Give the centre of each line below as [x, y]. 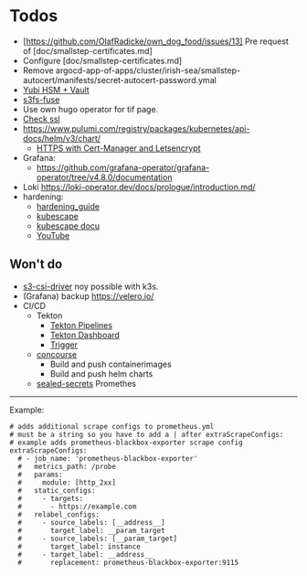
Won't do [36, 265]
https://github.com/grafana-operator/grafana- [123, 167]
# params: [41, 475]
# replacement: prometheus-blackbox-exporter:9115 [128, 562]
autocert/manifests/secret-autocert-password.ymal [119, 80]
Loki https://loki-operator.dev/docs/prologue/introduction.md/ [139, 187]
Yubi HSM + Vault [56, 90]
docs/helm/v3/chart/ [62, 138]
